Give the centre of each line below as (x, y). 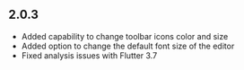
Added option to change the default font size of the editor (128, 46)
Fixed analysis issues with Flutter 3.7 (89, 55)
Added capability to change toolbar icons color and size (125, 36)
